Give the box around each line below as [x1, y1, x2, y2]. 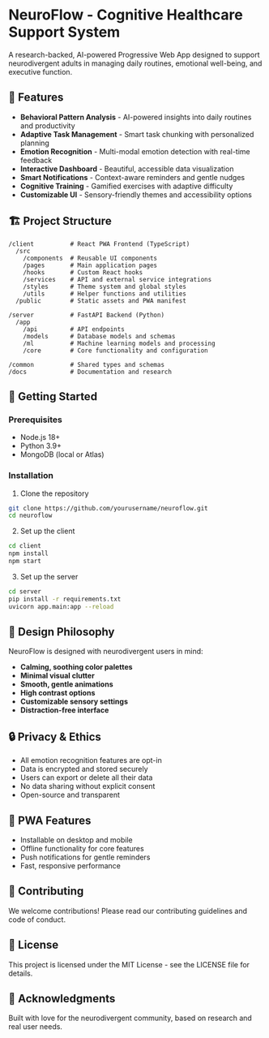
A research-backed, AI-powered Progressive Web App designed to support [8, 50, 261, 59]
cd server [8, 587, 42, 596]
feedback [19, 155, 53, 165]
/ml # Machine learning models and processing [23, 339, 216, 347]
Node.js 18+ [19, 433, 61, 442]
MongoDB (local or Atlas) [19, 450, 105, 459]
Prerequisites [8, 414, 62, 425]
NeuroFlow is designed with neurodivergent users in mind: [8, 647, 204, 657]
